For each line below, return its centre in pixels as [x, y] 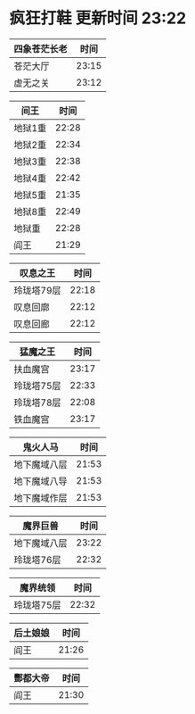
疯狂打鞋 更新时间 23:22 [98, 18]
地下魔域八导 [41, 481]
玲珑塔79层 [37, 290]
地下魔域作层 [41, 498]
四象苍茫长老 [41, 48]
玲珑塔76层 [37, 560]
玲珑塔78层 [37, 403]
